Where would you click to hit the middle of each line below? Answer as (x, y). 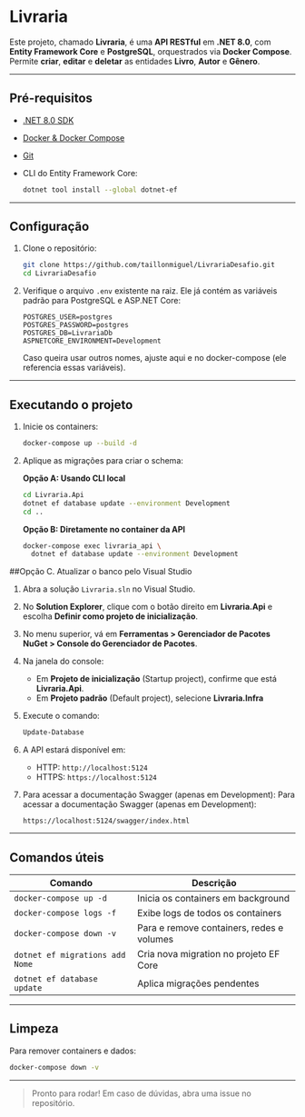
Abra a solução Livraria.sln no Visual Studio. (109, 589)
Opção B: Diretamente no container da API (104, 529)
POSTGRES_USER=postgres (68, 317)
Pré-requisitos (51, 99)
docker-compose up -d (60, 898)
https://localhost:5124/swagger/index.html (106, 821)
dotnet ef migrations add (70, 955)
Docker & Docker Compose (74, 137)
